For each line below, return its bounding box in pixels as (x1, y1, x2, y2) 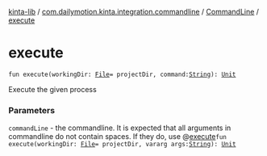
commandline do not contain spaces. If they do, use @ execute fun (8, 132, 227, 141)
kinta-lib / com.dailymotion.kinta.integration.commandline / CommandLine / (8, 7, 260, 16)
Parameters (8, 104, 55, 116)
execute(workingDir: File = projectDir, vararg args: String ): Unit (8, 141, 236, 149)
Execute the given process (8, 84, 97, 94)
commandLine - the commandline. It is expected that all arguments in (8, 123, 232, 133)
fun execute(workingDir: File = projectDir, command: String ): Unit (8, 70, 236, 78)
